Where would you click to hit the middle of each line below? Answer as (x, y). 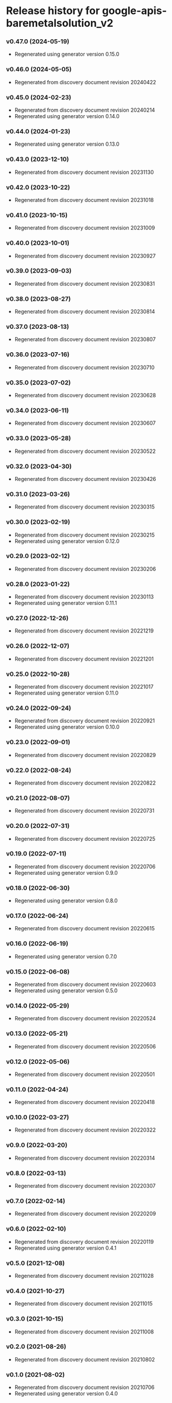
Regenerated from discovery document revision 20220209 (85, 1214)
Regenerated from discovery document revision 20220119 (84, 1242)
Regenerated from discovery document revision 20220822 (85, 783)
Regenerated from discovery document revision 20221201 (84, 659)
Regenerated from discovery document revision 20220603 (85, 984)
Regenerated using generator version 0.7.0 (66, 956)
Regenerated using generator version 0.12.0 (67, 541)
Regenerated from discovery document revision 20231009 (85, 228)
